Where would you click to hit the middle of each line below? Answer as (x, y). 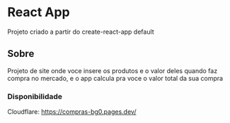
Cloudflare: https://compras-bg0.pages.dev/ (72, 112)
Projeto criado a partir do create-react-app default (81, 32)
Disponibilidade (35, 96)
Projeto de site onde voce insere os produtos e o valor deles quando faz (113, 70)
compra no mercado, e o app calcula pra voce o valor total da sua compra (115, 78)
